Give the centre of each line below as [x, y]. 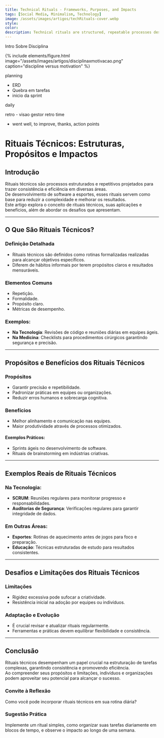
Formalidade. [25, 299]
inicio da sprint [27, 95]
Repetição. [23, 293]
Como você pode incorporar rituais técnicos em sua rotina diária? [71, 702]
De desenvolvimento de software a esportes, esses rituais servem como [78, 194]
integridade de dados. [34, 514]
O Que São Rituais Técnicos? [50, 230]
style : [12, 23]
